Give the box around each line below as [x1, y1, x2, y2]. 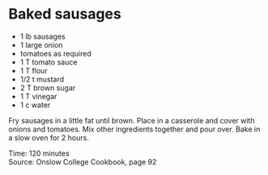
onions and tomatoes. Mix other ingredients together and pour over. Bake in [8, 124, 261, 134]
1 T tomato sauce [19, 57, 78, 67]
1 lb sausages [19, 31, 66, 41]
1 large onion [19, 40, 63, 49]
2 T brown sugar [19, 82, 76, 93]
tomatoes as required [19, 48, 91, 58]
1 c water [19, 100, 51, 110]
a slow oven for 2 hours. [8, 132, 89, 142]
